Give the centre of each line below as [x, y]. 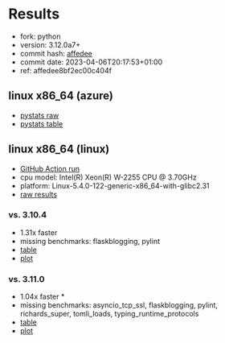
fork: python [41, 36]
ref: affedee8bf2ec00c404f [66, 70]
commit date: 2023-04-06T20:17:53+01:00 [91, 62]
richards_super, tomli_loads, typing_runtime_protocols [109, 314]
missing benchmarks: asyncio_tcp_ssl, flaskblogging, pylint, [119, 305]
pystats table [41, 124]
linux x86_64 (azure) [61, 96]
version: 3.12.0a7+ [50, 44]
